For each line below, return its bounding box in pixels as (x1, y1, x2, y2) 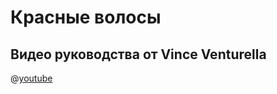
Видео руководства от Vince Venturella (10, 46, 267, 63)
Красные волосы (10, 6, 162, 29)
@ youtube (10, 72, 53, 84)
